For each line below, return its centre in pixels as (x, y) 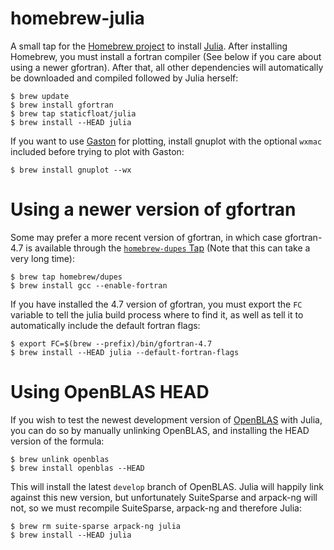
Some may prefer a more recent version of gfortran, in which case (146, 237)
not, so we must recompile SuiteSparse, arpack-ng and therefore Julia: (156, 508)
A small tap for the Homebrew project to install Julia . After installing (149, 46)
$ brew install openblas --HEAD (77, 468)
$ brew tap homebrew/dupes (66, 277)
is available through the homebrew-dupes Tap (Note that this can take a (168, 248)
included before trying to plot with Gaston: (97, 151)
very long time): (43, 258)
